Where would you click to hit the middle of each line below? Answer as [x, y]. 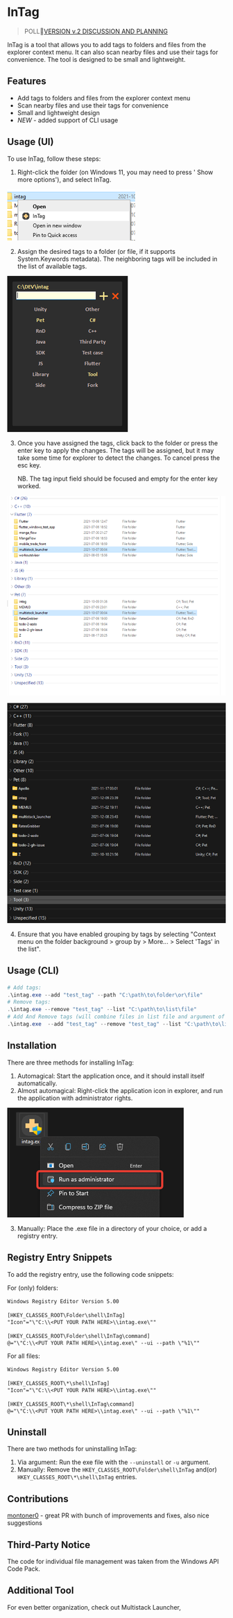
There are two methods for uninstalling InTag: [72, 1449]
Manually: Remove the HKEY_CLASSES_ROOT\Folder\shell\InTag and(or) [117, 1470]
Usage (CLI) [33, 971]
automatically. [37, 1083]
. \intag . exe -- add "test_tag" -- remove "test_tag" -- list [94, 1024]
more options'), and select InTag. [64, 179]
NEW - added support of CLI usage [68, 120]
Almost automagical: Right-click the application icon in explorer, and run [120, 1090]
